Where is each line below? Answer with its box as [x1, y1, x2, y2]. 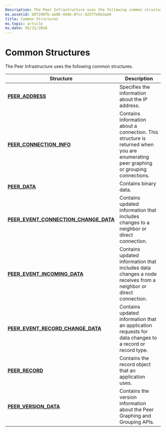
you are [119, 147, 137, 154]
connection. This [119, 129, 159, 136]
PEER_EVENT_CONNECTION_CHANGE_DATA [7, 216, 115, 223]
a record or [119, 340, 145, 347]
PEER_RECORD [7, 367, 43, 374]
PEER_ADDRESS [7, 93, 46, 100]
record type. [119, 347, 148, 354]
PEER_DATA [7, 183, 36, 190]
